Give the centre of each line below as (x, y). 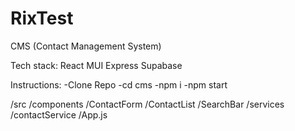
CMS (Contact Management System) (86, 46)
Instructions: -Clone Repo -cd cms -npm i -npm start (119, 84)
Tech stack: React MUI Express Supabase (96, 65)
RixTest (42, 18)
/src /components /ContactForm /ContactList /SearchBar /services (147, 104)
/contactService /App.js (59, 114)
